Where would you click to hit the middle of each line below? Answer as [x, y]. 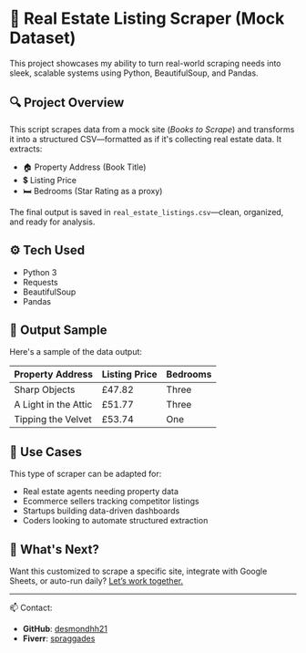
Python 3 [40, 272]
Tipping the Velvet [53, 420]
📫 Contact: [31, 607]
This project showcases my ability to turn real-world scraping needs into [145, 63]
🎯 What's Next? [55, 549]
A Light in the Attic [53, 405]
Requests [40, 282]
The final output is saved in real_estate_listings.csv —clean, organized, [147, 212]
